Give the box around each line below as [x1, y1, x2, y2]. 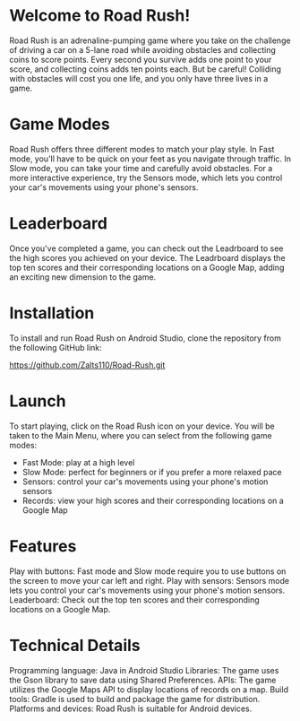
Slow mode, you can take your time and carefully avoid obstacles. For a [9, 162, 273, 173]
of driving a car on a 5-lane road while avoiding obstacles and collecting [9, 44, 276, 55]
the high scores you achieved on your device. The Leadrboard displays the [9, 252, 286, 263]
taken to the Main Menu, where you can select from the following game [9, 430, 272, 440]
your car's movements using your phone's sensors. [9, 181, 199, 193]
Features [9, 535, 77, 556]
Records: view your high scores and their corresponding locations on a [21, 495, 284, 506]
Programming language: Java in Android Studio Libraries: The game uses [9, 665, 279, 675]
